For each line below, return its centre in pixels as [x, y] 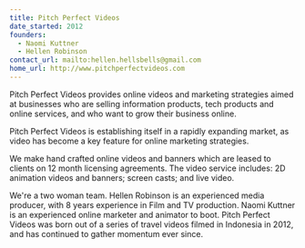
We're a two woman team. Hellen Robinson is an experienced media [137, 195]
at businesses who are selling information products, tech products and [142, 104]
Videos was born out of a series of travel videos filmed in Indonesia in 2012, [152, 224]
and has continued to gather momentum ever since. [106, 233]
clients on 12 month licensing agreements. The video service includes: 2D [147, 168]
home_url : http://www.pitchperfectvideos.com [97, 69]
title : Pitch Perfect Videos [65, 18]
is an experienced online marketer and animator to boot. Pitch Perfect [140, 214]
